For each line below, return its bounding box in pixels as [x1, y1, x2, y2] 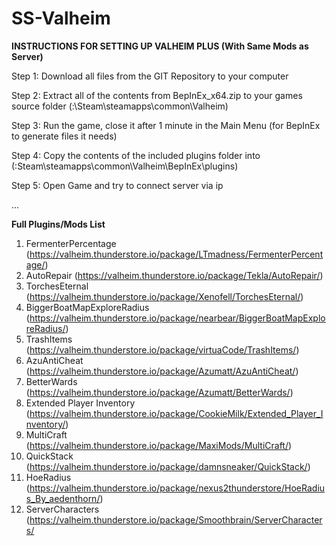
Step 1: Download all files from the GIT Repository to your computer [11, 70, 289, 82]
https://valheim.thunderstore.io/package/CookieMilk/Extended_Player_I [29, 407, 324, 419]
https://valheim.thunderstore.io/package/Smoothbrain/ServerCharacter [29, 513, 323, 526]
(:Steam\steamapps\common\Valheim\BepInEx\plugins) [11, 160, 239, 172]
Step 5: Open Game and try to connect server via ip [11, 179, 224, 191]
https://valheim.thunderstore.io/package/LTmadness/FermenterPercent [29, 248, 324, 260]
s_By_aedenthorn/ [25, 492, 101, 504]
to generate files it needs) [11, 130, 118, 142]
